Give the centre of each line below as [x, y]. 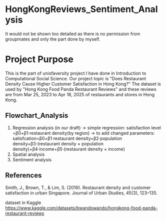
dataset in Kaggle [23, 202]
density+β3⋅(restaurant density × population [58, 143]
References [23, 176]
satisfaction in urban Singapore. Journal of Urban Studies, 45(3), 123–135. [81, 193]
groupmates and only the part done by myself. [53, 39]
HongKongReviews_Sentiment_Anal [81, 9]
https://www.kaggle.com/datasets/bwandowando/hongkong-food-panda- [81, 208]
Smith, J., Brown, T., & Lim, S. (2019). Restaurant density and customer [78, 187]
